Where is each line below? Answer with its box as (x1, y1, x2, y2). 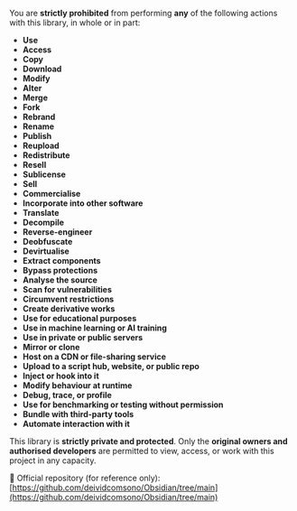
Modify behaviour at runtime (22, 380, 133, 391)
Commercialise (22, 189, 81, 199)
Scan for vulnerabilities (22, 284, 113, 294)
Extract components (22, 255, 101, 265)
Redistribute (22, 150, 70, 161)
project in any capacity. (9, 455, 97, 466)
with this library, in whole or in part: (9, 17, 141, 28)
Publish (22, 131, 52, 141)
